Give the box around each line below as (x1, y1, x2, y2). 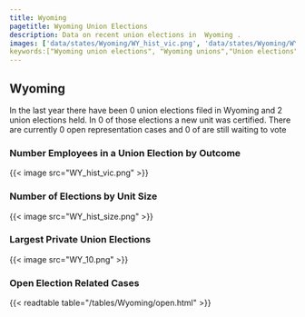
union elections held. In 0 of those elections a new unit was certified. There (9, 114, 291, 125)
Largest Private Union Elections (9, 233, 152, 246)
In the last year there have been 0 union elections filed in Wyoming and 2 (9, 104, 283, 115)
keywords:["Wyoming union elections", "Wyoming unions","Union (9, 47, 254, 56)
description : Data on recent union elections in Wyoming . (9, 30, 242, 39)
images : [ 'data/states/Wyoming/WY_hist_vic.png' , (9, 38, 202, 48)
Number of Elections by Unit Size (9, 190, 158, 203)
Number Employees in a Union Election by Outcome (9, 146, 241, 159)
